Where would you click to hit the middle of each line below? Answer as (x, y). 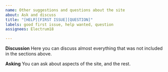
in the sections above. (29, 54)
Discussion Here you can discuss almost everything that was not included (84, 48)
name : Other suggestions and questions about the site (65, 10)
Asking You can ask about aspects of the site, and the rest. (68, 64)
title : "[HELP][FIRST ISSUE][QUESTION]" (49, 20)
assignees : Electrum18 (30, 29)
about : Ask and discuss (31, 15)
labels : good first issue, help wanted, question (60, 24)
